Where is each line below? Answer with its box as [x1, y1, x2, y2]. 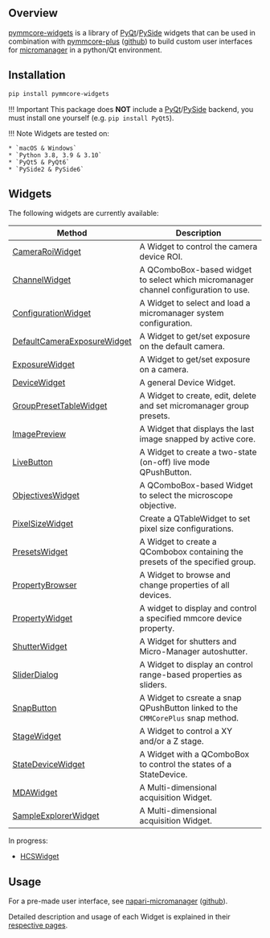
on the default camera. [139, 341, 225, 352]
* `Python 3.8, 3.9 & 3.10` [8, 151, 103, 160]
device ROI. [139, 251, 183, 263]
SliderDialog [12, 669, 59, 680]
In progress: [8, 836, 48, 845]
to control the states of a [139, 759, 232, 770]
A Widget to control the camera [139, 241, 258, 252]
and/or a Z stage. [139, 736, 204, 747]
